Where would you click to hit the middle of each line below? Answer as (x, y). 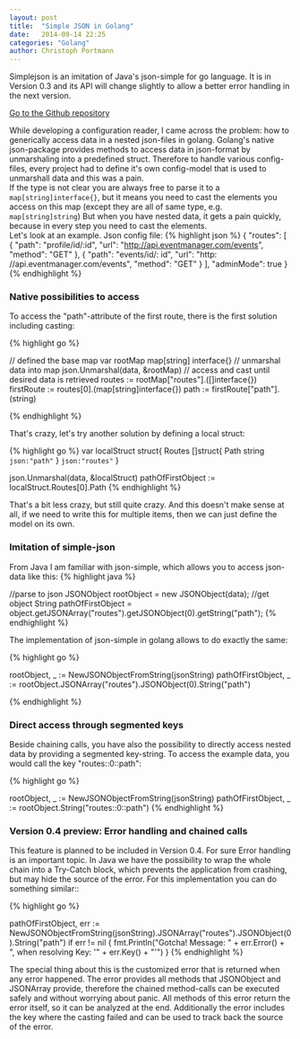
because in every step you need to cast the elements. (108, 226)
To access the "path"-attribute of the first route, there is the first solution (143, 316)
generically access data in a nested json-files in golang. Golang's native (142, 140)
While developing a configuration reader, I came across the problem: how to (149, 130)
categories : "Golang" (50, 43)
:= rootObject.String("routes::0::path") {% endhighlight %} (116, 808)
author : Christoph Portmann (62, 51)
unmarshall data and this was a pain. (77, 178)
